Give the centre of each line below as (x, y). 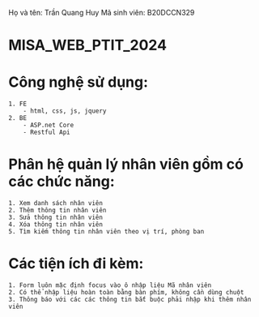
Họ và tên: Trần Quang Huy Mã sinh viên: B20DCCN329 (102, 13)
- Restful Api (47, 133)
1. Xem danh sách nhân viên (56, 203)
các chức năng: (62, 182)
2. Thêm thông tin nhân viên (57, 211)
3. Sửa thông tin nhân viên (56, 218)
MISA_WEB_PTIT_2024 (88, 45)
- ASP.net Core (49, 126)
